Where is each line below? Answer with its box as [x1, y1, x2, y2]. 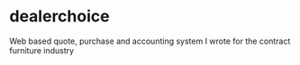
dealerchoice [9, 6, 110, 27]
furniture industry [9, 45, 75, 55]
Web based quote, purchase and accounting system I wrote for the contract [9, 36, 291, 46]
